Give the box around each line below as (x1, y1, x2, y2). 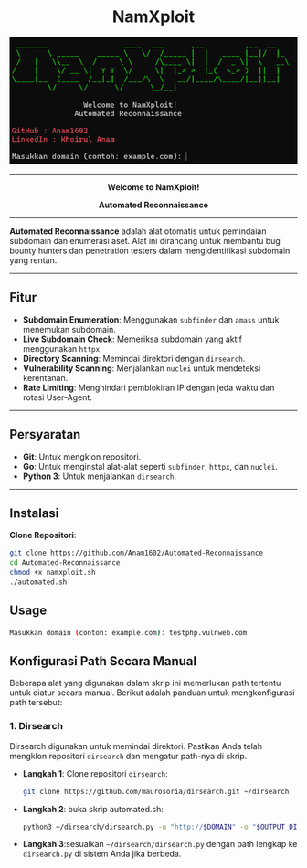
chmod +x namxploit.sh (9, 568, 96, 577)
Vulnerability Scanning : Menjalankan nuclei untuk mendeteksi (22, 363, 261, 374)
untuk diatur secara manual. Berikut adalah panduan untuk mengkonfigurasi (9, 687, 295, 698)
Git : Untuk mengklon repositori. (22, 450, 142, 462)
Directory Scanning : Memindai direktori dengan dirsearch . (22, 353, 246, 364)
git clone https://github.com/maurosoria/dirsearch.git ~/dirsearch (22, 787, 290, 796)
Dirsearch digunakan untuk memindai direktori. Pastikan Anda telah (9, 740, 263, 751)
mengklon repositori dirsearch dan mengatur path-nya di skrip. (9, 750, 248, 761)
